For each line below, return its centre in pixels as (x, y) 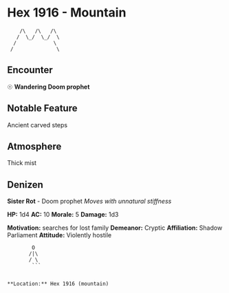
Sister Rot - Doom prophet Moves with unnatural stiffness (89, 202)
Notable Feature (42, 108)
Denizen (25, 185)
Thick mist (22, 163)
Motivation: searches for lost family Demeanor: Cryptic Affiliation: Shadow (115, 228)
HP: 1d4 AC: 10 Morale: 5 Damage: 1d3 (63, 215)
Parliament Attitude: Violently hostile (59, 235)
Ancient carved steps (37, 124)
